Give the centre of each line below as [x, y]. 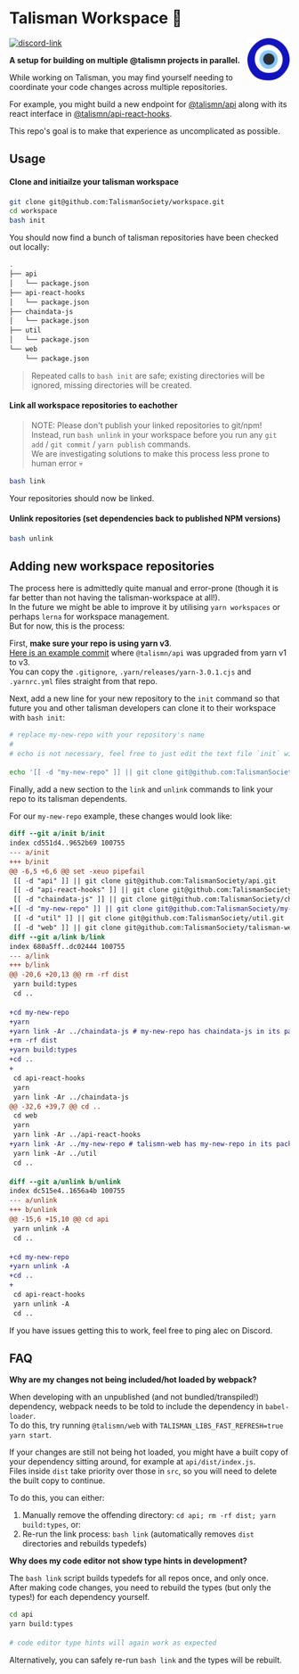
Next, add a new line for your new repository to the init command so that [145, 698]
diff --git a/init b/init [57, 834]
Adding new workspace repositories [112, 567]
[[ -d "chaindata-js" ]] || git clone [85, 900]
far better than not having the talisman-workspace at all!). [115, 598]
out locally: [29, 247]
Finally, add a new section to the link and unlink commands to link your [141, 789]
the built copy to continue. [57, 1480]
